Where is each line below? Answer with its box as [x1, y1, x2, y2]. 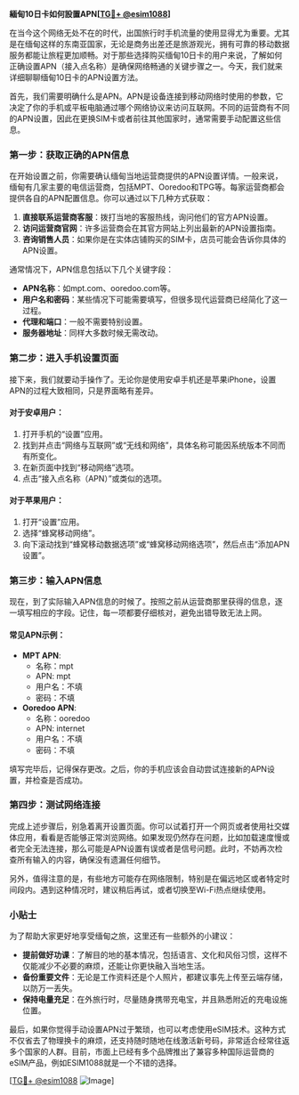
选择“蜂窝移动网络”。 [21, 528, 101, 538]
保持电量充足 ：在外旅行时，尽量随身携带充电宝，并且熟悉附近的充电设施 [21, 994, 287, 1005]
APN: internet [35, 723, 85, 734]
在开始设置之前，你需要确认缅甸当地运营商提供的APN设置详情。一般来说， [9, 171, 283, 182]
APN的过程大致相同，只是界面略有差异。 [9, 385, 158, 395]
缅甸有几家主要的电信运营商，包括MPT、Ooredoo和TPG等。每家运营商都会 [9, 182, 285, 192]
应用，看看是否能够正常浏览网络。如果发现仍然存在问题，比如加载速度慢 [16, 831, 282, 842]
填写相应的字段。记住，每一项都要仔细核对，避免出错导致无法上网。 [16, 607, 267, 618]
